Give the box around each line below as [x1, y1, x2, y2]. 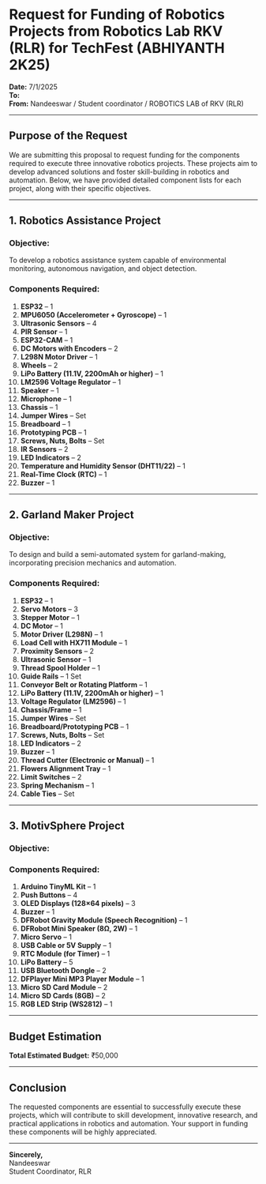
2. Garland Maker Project [9, 508, 134, 522]
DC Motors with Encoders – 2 [20, 344, 118, 353]
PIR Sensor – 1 [20, 326, 68, 336]
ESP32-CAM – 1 [20, 335, 73, 344]
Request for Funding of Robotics [9, 6, 226, 24]
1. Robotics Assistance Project [9, 214, 161, 227]
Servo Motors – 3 [20, 604, 78, 614]
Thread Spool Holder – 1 [20, 663, 101, 672]
